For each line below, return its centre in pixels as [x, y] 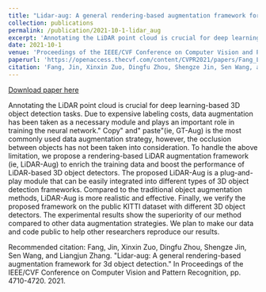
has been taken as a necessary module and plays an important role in [122, 122]
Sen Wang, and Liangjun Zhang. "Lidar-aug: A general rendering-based [125, 255]
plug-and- [237, 172]
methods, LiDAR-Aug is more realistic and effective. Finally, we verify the [127, 198]
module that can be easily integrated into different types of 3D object [136, 181]
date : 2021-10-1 [35, 45]
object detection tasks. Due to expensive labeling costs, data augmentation [131, 113]
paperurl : [25, 60]
